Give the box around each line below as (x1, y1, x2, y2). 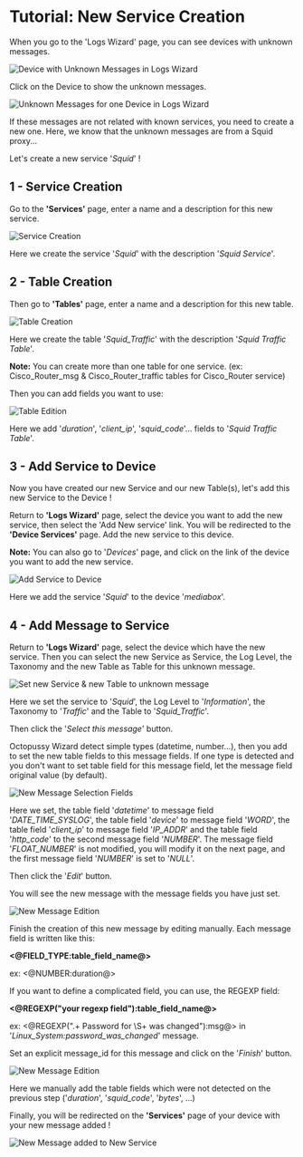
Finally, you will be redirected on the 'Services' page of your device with (9, 1110, 280, 1121)
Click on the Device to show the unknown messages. (9, 81, 207, 92)
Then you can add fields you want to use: (9, 388, 165, 399)
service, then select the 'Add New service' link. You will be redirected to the (9, 519, 291, 531)
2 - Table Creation (9, 275, 113, 290)
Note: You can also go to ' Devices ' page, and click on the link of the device (9, 546, 289, 558)
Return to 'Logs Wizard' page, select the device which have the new (9, 641, 266, 653)
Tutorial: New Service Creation (9, 6, 246, 27)
